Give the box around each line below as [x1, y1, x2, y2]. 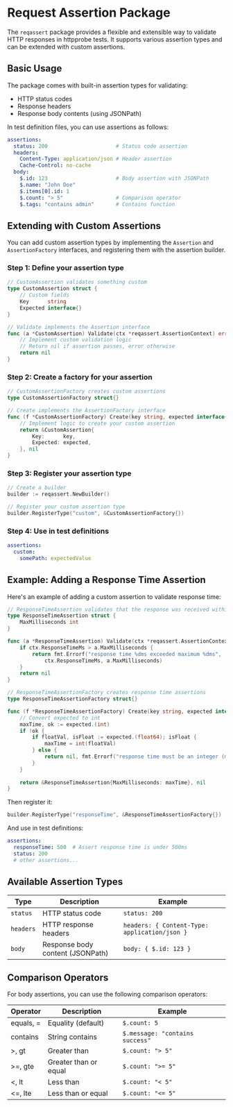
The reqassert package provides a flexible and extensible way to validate [7, 28, 217, 36]
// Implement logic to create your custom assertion [19, 420, 175, 427]
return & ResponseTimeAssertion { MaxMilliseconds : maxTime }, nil [19, 779, 207, 786]
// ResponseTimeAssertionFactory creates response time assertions [7, 689, 207, 696]
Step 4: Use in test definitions [7, 526, 110, 536]
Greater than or [47, 1057, 98, 1067]
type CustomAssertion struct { [7, 285, 98, 292]
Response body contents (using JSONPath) [17, 109, 142, 117]
